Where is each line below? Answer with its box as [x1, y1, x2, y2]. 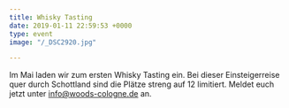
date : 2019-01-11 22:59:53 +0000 [9, 21, 133, 30]
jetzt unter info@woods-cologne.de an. [9, 89, 152, 99]
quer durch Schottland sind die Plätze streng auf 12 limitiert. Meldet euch [9, 79, 275, 89]
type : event [9, 29, 53, 38]
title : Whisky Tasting [9, 12, 93, 22]
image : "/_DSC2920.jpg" [9, 37, 97, 47]
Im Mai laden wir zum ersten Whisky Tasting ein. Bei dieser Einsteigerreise [9, 70, 280, 81]
